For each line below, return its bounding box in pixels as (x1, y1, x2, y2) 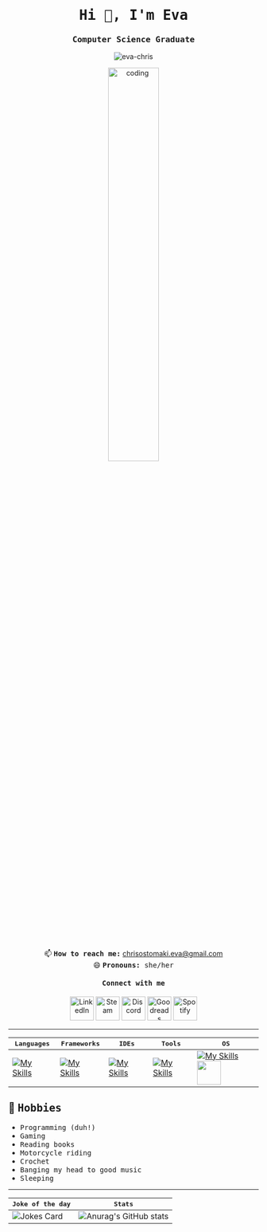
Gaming (19, 1131, 46, 1140)
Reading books (19, 1140, 75, 1149)
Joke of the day (12, 1199, 72, 1208)
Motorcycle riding (19, 1148, 92, 1157)
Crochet (19, 1156, 50, 1166)
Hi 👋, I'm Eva (79, 6, 188, 24)
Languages (14, 1039, 50, 1048)
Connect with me (102, 979, 165, 988)
